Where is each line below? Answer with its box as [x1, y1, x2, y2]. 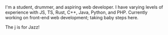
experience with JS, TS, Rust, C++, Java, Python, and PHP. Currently [5, 9, 148, 15]
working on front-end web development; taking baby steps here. [5, 15, 139, 20]
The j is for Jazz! [5, 24, 40, 30]
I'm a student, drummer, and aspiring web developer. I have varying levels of [5, 4, 163, 10]
